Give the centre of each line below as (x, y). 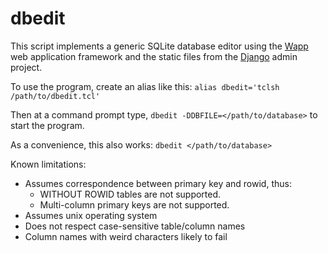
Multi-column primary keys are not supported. (134, 204)
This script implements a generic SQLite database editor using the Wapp (159, 46)
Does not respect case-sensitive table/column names (135, 226)
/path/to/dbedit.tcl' (55, 96)
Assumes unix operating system (91, 215)
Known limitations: (48, 164)
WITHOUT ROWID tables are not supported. (130, 194)
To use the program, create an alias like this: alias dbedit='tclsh (145, 86)
